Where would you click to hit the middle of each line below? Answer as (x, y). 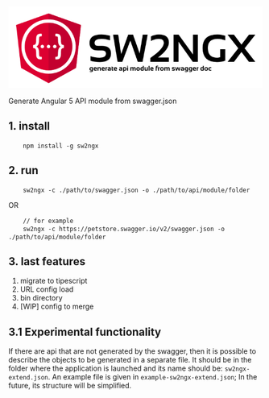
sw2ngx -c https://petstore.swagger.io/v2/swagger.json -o (124, 229)
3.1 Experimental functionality (85, 332)
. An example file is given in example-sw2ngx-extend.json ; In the (153, 377)
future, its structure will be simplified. (70, 386)
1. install (29, 126)
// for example (48, 221)
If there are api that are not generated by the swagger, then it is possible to (132, 351)
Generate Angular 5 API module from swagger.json (93, 101)
